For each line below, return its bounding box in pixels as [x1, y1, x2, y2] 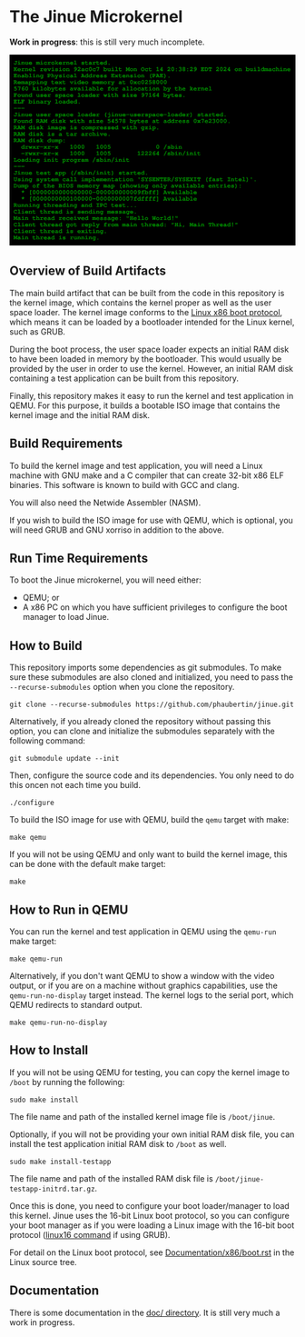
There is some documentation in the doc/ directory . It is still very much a [9, 1307, 280, 1318]
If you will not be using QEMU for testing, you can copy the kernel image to [9, 1066, 290, 1078]
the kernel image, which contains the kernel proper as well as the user [9, 297, 272, 308]
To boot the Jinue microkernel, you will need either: [9, 574, 202, 585]
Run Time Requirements [9, 550, 148, 565]
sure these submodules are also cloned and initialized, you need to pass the [9, 672, 293, 683]
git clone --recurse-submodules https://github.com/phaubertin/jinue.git [9, 700, 295, 710]
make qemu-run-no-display [9, 1018, 107, 1027]
